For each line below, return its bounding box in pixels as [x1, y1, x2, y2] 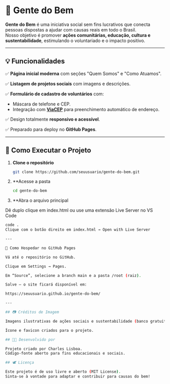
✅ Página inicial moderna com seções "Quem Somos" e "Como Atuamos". [5, 71, 162, 77]
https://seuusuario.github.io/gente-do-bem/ [5, 291, 101, 296]
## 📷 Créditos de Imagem [5, 309, 59, 315]
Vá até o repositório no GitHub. [5, 255, 76, 260]
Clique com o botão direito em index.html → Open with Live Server [5, 227, 151, 232]
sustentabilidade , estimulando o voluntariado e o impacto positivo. [5, 38, 146, 44]
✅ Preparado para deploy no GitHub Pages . [5, 126, 97, 132]
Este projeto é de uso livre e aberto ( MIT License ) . [5, 369, 121, 374]
